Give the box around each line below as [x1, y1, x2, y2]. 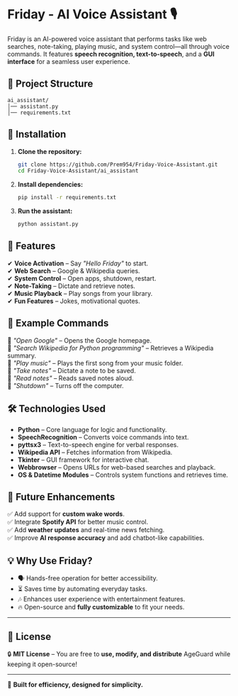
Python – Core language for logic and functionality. [17, 425, 168, 433]
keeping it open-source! [7, 660, 78, 668]
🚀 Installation [7, 128, 67, 140]
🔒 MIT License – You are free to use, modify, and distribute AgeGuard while [7, 649, 231, 658]
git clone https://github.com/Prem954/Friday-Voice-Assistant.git [17, 161, 218, 168]
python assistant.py [17, 221, 79, 228]
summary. [7, 351, 37, 360]
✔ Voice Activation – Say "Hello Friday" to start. [7, 259, 149, 267]
